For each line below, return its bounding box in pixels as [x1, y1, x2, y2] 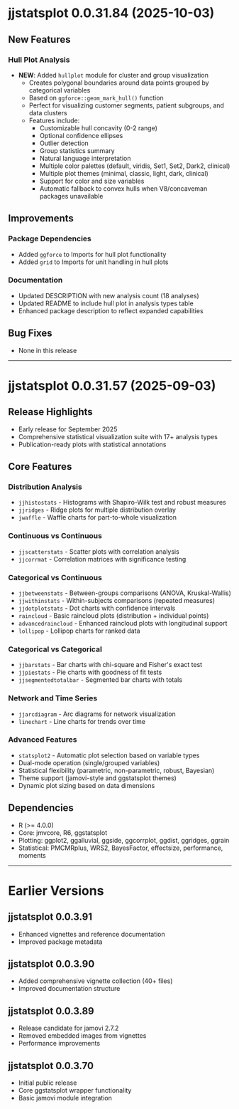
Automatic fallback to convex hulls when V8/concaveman [39, 184, 208, 193]
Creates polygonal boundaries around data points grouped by [28, 78, 209, 87]
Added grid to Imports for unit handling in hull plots [18, 258, 169, 266]
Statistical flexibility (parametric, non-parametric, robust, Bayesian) [18, 766, 215, 774]
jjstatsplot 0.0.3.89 [8, 1005, 94, 1017]
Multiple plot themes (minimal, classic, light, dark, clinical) [39, 169, 209, 177]
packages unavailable [39, 191, 104, 200]
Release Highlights [8, 406, 93, 418]
